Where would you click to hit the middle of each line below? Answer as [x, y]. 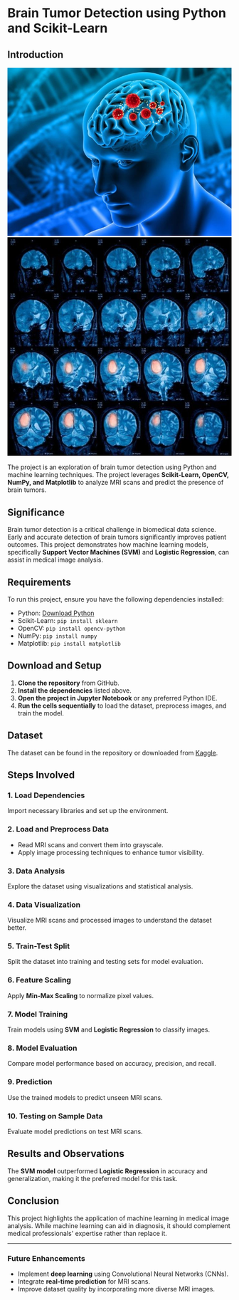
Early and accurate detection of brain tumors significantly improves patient [117, 537]
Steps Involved [41, 775]
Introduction [36, 54]
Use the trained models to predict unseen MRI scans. [85, 1097]
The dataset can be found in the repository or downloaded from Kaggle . [113, 753]
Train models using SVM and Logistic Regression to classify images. [109, 1029]
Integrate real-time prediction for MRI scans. [84, 1281]
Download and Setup [54, 666]
